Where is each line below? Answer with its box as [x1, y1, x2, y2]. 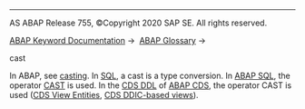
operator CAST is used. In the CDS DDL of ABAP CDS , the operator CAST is [9, 80, 292, 91]
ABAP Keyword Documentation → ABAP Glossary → [9, 35, 206, 45]
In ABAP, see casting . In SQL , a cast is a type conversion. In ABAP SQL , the [9, 70, 290, 81]
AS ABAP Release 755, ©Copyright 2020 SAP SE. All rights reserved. [9, 17, 268, 28]
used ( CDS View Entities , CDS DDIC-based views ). [9, 90, 199, 100]
